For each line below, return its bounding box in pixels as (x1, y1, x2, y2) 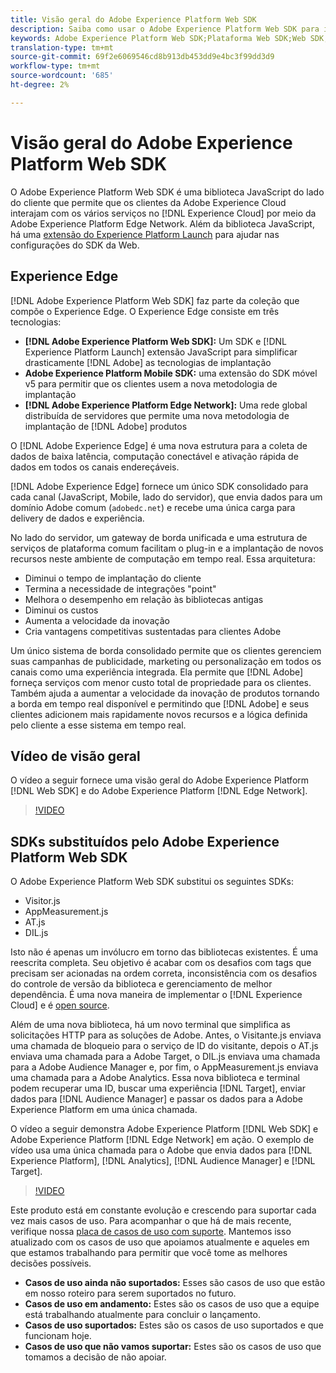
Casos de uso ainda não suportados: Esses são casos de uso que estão (24, 1277, 326, 1289)
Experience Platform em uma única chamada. (10, 1104, 198, 1116)
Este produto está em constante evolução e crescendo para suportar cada (10, 1204, 317, 1216)
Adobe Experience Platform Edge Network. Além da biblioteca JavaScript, (10, 217, 315, 230)
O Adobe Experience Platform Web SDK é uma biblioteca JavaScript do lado (10, 186, 325, 198)
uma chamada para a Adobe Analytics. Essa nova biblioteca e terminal (10, 1072, 300, 1084)
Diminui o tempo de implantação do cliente (24, 572, 202, 584)
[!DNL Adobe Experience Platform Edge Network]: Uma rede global (24, 399, 308, 411)
